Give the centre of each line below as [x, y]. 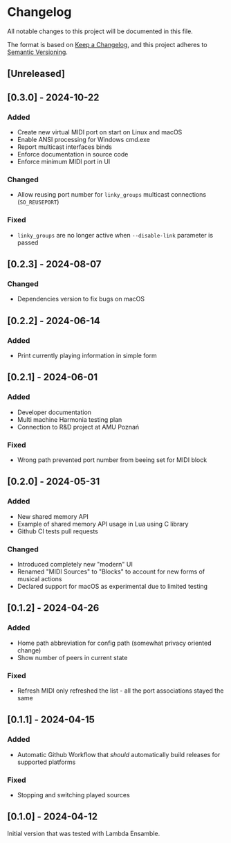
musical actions [39, 578]
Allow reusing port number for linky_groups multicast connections [111, 195]
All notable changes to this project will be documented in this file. [100, 31]
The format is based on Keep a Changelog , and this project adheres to [107, 44]
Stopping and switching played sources [73, 795]
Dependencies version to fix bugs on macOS [81, 299]
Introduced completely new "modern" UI [75, 564]
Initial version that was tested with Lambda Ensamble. [84, 833]
